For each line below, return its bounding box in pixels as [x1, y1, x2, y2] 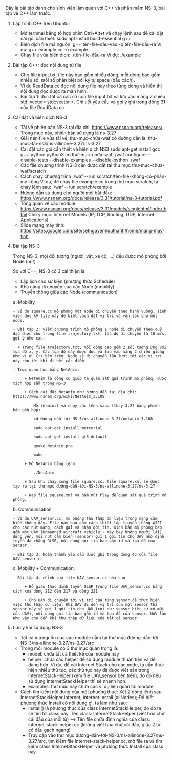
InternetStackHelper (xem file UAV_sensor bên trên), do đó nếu [28, 672, 161, 679]
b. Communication [12, 506, 52, 512]
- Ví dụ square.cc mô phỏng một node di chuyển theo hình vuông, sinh [12, 309, 167, 314]
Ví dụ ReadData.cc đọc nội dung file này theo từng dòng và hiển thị [20, 82, 162, 89]
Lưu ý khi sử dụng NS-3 [12, 625, 63, 630]
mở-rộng [20, 179, 39, 184]
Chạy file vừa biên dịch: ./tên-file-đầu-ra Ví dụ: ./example [20, 52, 141, 58]
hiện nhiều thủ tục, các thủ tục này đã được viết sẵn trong [28, 667, 150, 673]
